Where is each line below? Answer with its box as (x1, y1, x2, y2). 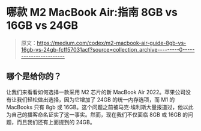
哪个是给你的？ (6, 72, 62, 82)
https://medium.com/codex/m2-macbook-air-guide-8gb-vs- (37, 39, 187, 46)
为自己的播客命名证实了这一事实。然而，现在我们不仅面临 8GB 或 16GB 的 (6, 111, 188, 118)
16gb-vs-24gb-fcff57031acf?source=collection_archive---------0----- (20, 46, 195, 53)
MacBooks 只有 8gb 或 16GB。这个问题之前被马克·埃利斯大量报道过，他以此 (6, 103, 194, 111)
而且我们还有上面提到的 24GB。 (16, 118, 95, 126)
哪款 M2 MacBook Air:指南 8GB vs (6, 5, 178, 19)
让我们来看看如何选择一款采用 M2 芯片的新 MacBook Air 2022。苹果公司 (6, 88, 186, 96)
